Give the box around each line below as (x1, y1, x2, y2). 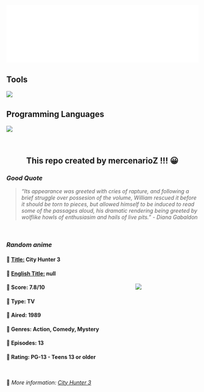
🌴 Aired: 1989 (6, 312, 41, 319)
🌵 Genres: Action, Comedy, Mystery (6, 325, 99, 333)
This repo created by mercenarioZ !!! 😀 (26, 155, 178, 166)
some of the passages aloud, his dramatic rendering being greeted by (21, 207, 198, 215)
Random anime (6, 241, 52, 249)
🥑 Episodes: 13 (6, 340, 44, 347)
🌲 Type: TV (6, 298, 35, 305)
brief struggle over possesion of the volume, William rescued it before (21, 194, 197, 202)
